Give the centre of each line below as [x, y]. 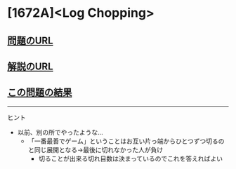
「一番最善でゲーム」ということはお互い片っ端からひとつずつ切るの [126, 141]
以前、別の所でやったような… [60, 132]
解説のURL [31, 66]
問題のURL [31, 40]
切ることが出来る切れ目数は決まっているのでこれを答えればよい [131, 158]
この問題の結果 [40, 93]
